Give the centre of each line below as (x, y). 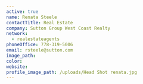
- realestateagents (36, 39)
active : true (22, 12)
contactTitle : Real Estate (40, 22)
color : (14, 61)
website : (17, 67)
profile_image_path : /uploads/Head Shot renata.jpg (71, 72)
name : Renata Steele (32, 17)
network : (17, 34)
